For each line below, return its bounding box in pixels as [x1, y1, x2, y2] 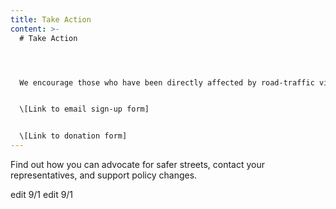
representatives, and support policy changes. [10, 169, 198, 181]
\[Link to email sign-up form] [19, 104, 150, 115]
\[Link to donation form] [19, 131, 128, 141]
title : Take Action [10, 14, 92, 25]
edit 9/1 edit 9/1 [10, 189, 74, 200]
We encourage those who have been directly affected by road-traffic [19, 77, 315, 88]
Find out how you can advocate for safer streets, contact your [10, 159, 266, 170]
